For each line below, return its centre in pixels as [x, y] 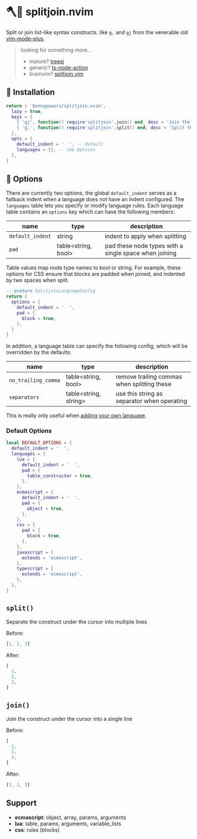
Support [21, 803]
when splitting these [144, 384]
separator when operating [152, 401]
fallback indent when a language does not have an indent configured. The [95, 199]
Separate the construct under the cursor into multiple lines [77, 621]
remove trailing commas [149, 377]
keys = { [22, 117]
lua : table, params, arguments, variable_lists [68, 823]
